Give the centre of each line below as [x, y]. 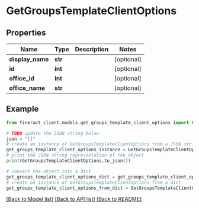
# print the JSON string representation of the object [75, 155]
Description [92, 49]
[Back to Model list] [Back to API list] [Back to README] [74, 199]
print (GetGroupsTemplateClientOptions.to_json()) [69, 161]
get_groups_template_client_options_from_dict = [67, 188]
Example [23, 109]
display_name [29, 59]
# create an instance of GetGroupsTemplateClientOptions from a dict [94, 182]
